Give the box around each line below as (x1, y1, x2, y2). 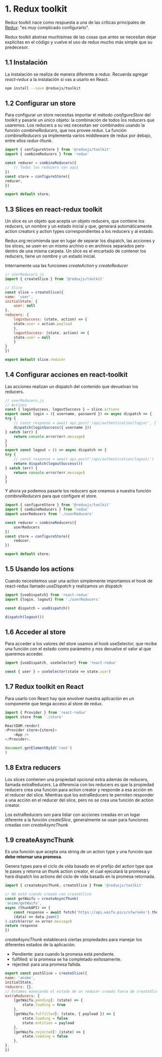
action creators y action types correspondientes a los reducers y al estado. (5, 228, 154, 234)
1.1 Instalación (5, 58, 48, 66)
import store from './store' (5, 715, 64, 719)
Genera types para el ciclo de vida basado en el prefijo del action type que (5, 863, 153, 869)
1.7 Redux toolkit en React (5, 683, 84, 691)
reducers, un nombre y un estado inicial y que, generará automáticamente (5, 223, 152, 229)
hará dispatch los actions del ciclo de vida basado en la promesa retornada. (5, 874, 156, 879)
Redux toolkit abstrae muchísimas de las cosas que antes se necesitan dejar (5, 34, 157, 40)
